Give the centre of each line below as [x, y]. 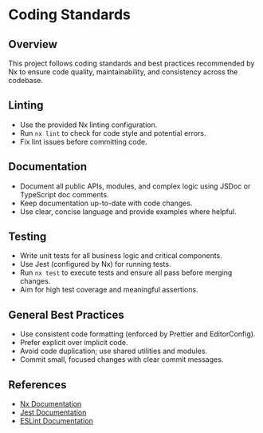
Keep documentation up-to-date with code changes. [106, 203]
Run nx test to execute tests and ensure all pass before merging [126, 272]
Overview [33, 44]
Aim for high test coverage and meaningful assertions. [109, 290]
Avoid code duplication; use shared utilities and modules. [114, 351]
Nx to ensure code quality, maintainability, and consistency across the [123, 72]
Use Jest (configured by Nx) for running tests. [95, 264]
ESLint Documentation [56, 421]
